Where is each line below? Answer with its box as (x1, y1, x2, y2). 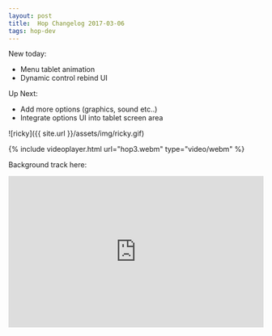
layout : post (8, 11, 53, 20)
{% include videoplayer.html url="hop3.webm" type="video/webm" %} (8, 145, 245, 154)
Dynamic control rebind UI (19, 73, 108, 83)
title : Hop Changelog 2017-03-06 (8, 19, 125, 27)
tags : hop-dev (8, 27, 57, 35)
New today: (8, 49, 47, 59)
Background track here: (8, 160, 87, 170)
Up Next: (8, 89, 38, 99)
